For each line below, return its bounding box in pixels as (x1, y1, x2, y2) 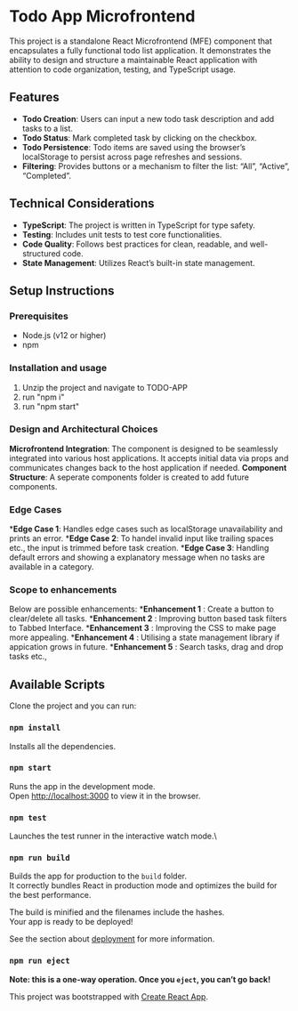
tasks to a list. (21, 123, 74, 133)
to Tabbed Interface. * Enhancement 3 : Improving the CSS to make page (9, 623, 277, 634)
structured (21, 247, 60, 259)
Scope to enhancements (9, 584, 117, 596)
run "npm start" (21, 400, 80, 411)
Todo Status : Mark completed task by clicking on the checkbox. (21, 132, 258, 143)
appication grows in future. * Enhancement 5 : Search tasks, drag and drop (9, 642, 284, 652)
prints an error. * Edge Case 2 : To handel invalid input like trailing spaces (9, 533, 274, 544)
